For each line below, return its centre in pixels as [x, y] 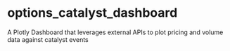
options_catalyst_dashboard [92, 13]
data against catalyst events [48, 39]
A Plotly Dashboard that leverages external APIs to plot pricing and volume [115, 32]
